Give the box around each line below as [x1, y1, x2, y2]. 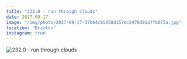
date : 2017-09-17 [6, 14, 49, 20]
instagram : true [6, 30, 46, 36]
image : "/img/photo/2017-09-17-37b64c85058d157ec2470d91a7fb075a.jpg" [6, 19, 182, 25]
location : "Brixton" [6, 25, 57, 31]
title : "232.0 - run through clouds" [6, 8, 98, 15]
